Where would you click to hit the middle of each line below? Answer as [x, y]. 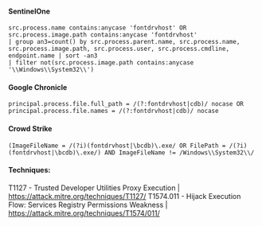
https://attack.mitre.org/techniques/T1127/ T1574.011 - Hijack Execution [125, 196]
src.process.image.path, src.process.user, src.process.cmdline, [119, 49]
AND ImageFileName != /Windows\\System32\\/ [180, 152]
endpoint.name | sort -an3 [53, 56]
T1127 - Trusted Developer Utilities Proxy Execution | [94, 188]
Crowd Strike [30, 129]
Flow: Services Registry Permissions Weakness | [88, 205]
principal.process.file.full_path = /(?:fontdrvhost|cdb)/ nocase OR [126, 104]
